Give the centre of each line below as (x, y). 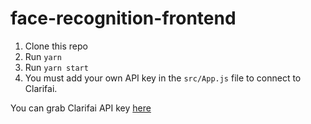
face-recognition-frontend (123, 18)
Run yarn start (56, 67)
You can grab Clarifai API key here (81, 108)
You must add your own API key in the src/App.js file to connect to (163, 78)
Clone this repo (56, 46)
